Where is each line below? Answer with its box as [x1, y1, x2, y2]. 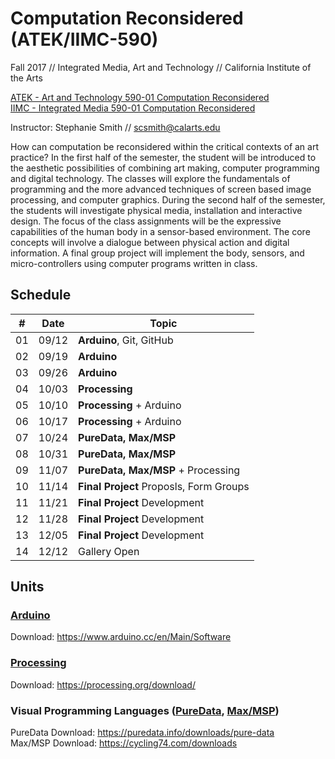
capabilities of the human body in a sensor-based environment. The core [10, 225, 311, 237]
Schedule [10, 287, 72, 304]
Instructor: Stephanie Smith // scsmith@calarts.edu [10, 121, 221, 133]
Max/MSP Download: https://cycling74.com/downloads [10, 737, 238, 749]
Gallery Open [78, 544, 140, 558]
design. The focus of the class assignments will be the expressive [10, 215, 282, 227]
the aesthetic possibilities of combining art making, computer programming [10, 162, 320, 174]
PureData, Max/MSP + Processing [78, 463, 241, 477]
